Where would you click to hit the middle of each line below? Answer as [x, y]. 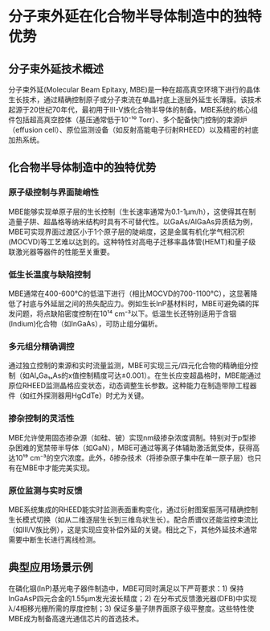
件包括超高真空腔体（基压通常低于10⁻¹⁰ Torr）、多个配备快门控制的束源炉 [128, 120]
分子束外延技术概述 [56, 69]
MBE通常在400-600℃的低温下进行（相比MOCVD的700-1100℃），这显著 [129, 293]
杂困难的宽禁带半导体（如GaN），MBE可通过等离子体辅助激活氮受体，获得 [131, 448]
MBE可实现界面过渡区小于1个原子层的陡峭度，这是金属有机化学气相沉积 [127, 232]
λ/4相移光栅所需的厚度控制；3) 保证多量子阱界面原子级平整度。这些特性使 [131, 608]
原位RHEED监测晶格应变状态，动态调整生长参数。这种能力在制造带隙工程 [129, 386]
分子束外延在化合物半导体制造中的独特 [135, 16]
